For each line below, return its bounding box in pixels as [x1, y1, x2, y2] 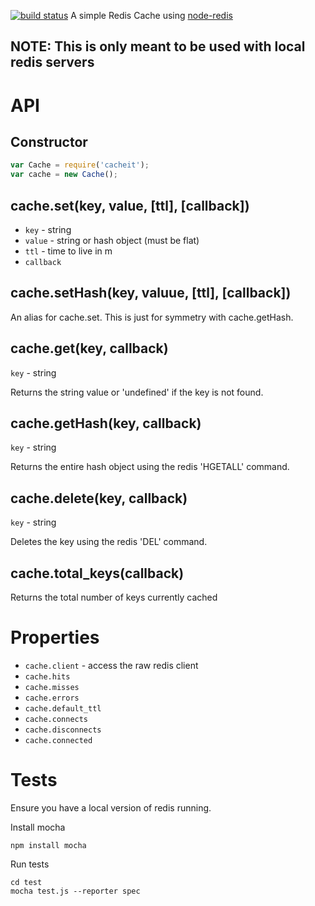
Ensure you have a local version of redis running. [10, 801, 212, 814]
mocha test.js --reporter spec [10, 886, 141, 896]
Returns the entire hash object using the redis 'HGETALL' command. [10, 461, 290, 473]
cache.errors [24, 693, 80, 703]
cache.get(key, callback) [10, 340, 169, 357]
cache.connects [24, 714, 89, 724]
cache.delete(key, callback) [10, 490, 188, 507]
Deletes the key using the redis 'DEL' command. [10, 536, 208, 548]
